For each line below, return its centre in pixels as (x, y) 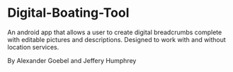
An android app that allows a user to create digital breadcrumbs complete (115, 32)
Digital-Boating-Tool (68, 13)
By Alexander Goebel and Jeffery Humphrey (72, 60)
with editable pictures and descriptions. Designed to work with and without (117, 39)
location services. (33, 47)
